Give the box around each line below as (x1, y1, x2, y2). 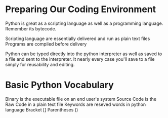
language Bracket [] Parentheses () (5, 106, 78, 112)
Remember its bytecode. (5, 25, 57, 31)
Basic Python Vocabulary (5, 80, 114, 91)
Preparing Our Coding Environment (5, 4, 156, 15)
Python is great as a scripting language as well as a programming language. (5, 20, 163, 26)
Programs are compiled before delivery (5, 41, 87, 47)
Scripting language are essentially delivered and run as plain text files (5, 35, 150, 42)
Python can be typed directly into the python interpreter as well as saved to (5, 51, 162, 57)
